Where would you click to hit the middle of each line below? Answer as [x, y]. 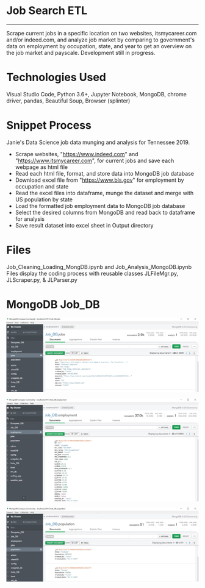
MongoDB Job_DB [53, 304]
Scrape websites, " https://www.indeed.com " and [77, 154]
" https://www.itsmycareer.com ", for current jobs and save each [95, 160]
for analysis [30, 219]
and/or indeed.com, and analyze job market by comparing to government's [101, 40]
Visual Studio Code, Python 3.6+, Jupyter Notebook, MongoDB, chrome [97, 94]
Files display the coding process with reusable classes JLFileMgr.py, [92, 273]
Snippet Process [49, 125]
